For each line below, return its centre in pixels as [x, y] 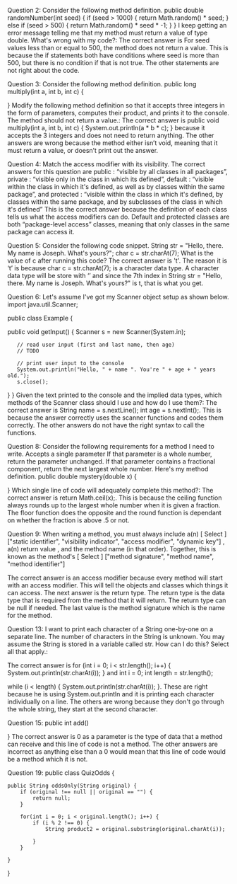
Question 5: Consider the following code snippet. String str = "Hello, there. [115, 246]
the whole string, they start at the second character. [83, 709]
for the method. [30, 615]
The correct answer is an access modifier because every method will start [115, 578]
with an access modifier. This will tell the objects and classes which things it [118, 585]
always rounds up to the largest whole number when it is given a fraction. [114, 505]
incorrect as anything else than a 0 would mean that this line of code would [116, 752]
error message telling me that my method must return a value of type [108, 33]
